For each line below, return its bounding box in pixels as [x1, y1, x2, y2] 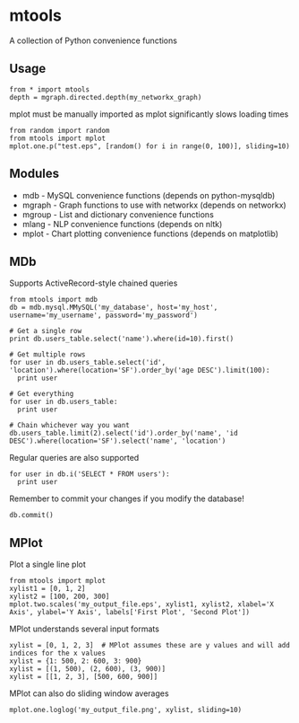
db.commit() [9, 511, 54, 520]
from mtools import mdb [9, 295, 98, 304]
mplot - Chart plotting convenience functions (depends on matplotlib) [21, 228, 279, 239]
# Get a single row [9, 327, 82, 336]
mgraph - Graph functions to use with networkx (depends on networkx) [21, 199, 286, 210]
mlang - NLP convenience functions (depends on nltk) [21, 218, 223, 229]
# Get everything [9, 390, 74, 399]
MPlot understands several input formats [9, 623, 159, 634]
